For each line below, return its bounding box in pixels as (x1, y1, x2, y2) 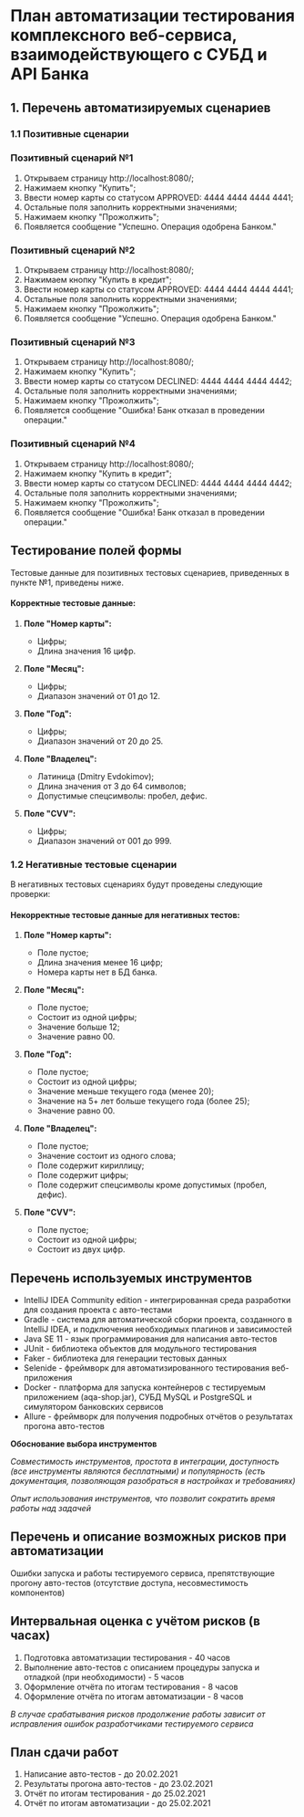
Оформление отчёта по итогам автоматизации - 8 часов (23, 1690, 244, 1702)
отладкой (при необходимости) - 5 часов (23, 1671, 185, 1682)
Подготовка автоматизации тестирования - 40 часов (23, 1652, 231, 1663)
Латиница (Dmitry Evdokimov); (36, 770, 154, 781)
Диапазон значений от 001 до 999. (36, 835, 172, 846)
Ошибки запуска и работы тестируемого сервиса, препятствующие (10, 1567, 276, 1579)
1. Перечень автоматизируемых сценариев (10, 99, 271, 115)
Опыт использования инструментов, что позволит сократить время (10, 1493, 276, 1504)
